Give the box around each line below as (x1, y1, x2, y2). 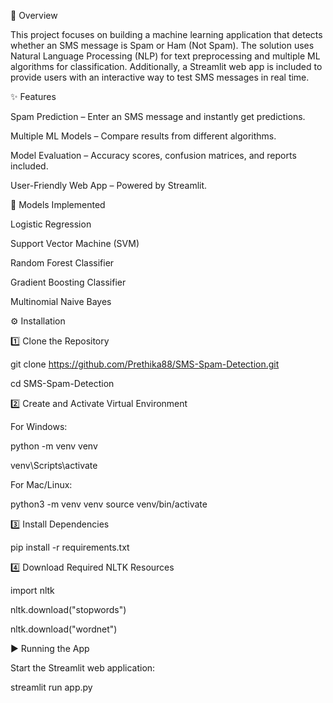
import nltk (10, 585, 55, 596)
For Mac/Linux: (10, 479, 73, 490)
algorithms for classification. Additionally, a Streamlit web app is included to (10, 61, 323, 72)
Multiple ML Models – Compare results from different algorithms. (10, 130, 277, 142)
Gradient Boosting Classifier (10, 276, 127, 288)
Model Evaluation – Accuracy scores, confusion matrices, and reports (10, 150, 297, 161)
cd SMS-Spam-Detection (10, 378, 115, 389)
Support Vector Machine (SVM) (10, 238, 140, 249)
